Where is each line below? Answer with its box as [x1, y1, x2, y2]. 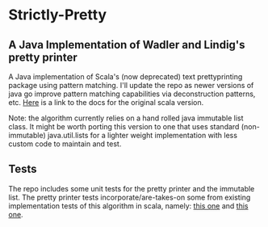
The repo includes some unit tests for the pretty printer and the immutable [8, 183, 255, 193]
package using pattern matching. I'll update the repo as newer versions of [8, 81, 254, 90]
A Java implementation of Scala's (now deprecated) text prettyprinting [8, 72, 243, 82]
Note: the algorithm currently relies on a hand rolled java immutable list [8, 113, 244, 123]
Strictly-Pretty [8, 6, 107, 24]
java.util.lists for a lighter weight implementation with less [47, 131, 238, 140]
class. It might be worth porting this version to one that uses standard [8, 122, 240, 131]
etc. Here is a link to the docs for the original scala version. [8, 98, 204, 107]
